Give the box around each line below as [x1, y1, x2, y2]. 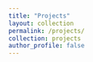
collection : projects [8, 34, 82, 43]
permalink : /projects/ [8, 27, 85, 35]
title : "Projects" [8, 11, 70, 20]
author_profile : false [8, 42, 85, 50]
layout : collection [8, 19, 74, 27]
